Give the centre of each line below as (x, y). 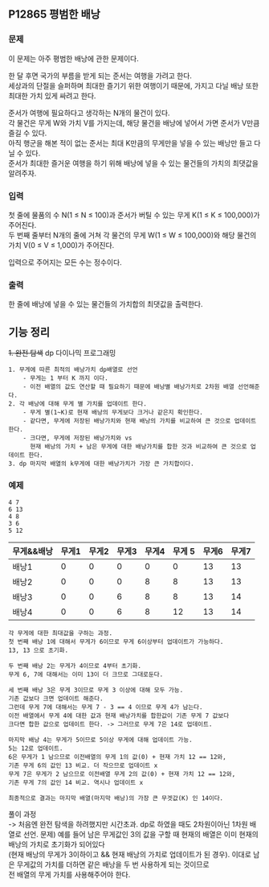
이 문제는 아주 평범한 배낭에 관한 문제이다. (73, 58)
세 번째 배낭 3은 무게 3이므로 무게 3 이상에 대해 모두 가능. (96, 691)
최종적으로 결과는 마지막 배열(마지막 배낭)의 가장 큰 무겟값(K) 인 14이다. (116, 798)
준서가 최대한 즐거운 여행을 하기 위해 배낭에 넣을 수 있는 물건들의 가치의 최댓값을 (134, 163)
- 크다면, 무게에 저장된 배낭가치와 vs (77, 438)
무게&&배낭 (33, 551)
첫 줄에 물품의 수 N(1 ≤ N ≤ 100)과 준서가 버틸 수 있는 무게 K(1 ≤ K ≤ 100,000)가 (134, 215)
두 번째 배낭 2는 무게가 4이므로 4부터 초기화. (75, 666)
